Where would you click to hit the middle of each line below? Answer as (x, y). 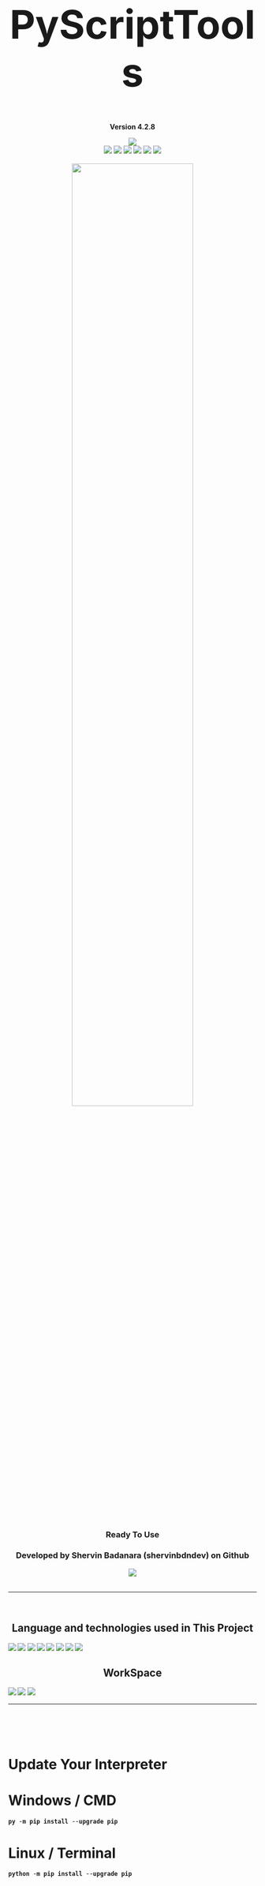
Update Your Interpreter (88, 1764)
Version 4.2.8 (132, 126)
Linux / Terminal (62, 1853)
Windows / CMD (62, 1800)
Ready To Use (132, 1534)
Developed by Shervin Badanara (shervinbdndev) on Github (132, 1555)
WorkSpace (132, 1673)
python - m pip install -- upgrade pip (70, 1874)
